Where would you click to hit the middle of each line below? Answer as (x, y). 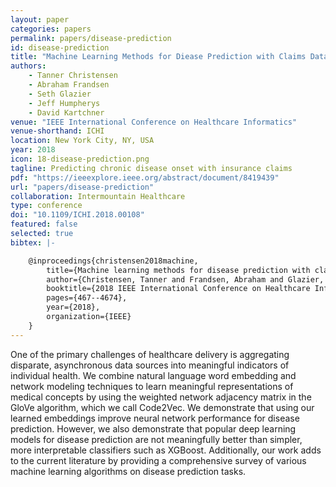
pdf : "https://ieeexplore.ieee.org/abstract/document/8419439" (145, 177)
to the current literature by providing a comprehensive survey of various (158, 460)
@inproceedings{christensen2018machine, (113, 261)
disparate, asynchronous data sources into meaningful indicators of (150, 365)
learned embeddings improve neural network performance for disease (155, 418)
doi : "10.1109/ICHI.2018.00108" (77, 215)
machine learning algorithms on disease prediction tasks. (128, 471)
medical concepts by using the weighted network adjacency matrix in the (161, 397)
